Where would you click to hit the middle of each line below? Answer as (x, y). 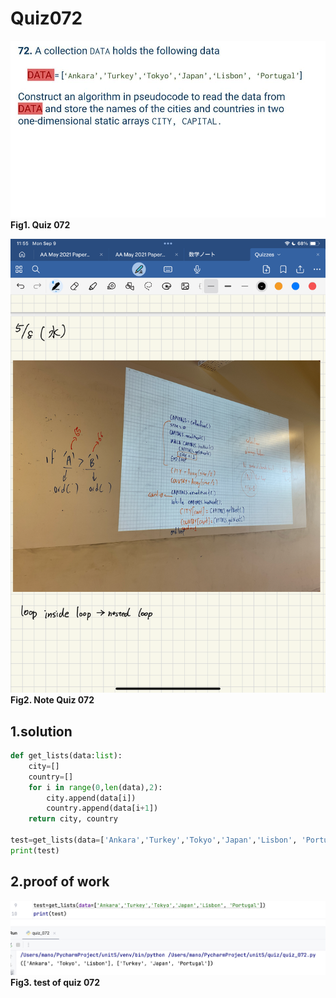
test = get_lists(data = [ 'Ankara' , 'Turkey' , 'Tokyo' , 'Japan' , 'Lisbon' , (154, 840)
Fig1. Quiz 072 (40, 225)
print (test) (35, 850)
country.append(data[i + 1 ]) (102, 808)
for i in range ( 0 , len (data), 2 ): (95, 787)
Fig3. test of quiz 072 (55, 982)
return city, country (73, 819)
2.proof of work (60, 882)
